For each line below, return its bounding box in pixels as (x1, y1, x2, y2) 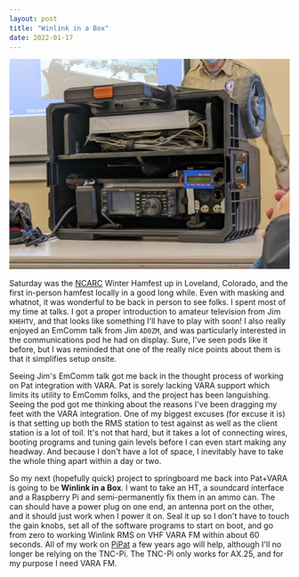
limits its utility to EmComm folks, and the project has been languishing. (9, 389, 271, 400)
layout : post (9, 14, 58, 23)
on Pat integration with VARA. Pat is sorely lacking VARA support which (9, 381, 271, 391)
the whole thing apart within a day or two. (9, 456, 162, 467)
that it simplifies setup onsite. (9, 354, 117, 365)
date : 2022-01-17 (9, 33, 74, 42)
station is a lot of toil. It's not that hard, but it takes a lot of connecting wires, (9, 428, 288, 438)
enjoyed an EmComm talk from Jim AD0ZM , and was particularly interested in (9, 325, 287, 336)
